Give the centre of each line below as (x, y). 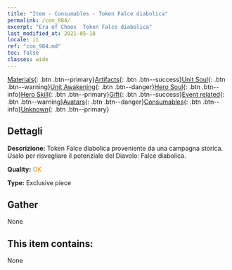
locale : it (23, 40)
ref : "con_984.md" (34, 46)
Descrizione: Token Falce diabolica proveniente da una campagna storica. (115, 148)
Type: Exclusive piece (39, 182)
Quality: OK (25, 169)
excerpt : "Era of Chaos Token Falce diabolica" (80, 27)
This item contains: (50, 244)
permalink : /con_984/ (39, 20)
